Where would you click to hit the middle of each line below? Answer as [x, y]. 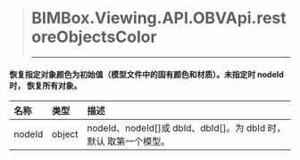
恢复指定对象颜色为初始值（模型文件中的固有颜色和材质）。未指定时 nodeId [146, 74]
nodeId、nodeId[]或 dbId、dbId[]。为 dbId [176, 128]
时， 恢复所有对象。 [46, 85]
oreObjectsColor [94, 37]
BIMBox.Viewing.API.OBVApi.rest [159, 18]
